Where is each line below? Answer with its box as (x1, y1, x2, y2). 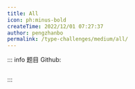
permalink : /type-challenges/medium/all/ (7, 36, 129, 43)
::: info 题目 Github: (7, 56, 62, 64)
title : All (7, 10, 39, 17)
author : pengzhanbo (7, 29, 64, 37)
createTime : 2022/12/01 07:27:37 (7, 23, 104, 30)
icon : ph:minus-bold (7, 17, 67, 23)
